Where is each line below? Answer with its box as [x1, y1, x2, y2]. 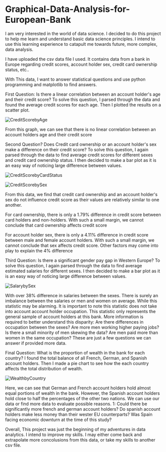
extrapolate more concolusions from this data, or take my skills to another [5, 437, 156, 443]
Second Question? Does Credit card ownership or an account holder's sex [5, 141, 157, 147]
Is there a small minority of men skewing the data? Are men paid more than [5, 330, 159, 336]
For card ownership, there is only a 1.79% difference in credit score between [5, 212, 161, 218]
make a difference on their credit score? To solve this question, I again [5, 146, 149, 152]
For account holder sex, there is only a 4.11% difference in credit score [5, 231, 149, 237]
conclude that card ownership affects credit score [5, 222, 108, 228]
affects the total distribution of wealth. [5, 365, 83, 371]
